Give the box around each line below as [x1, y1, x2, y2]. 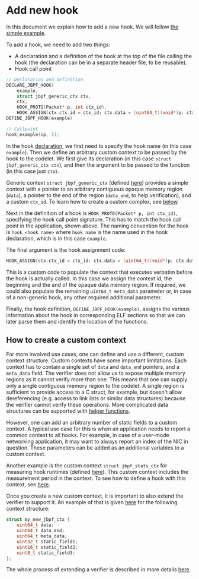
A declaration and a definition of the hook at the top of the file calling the [14, 52, 192, 59]
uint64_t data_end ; [17, 528, 65, 534]
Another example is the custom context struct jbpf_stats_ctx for [6, 462, 168, 469]
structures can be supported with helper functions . [6, 407, 130, 415]
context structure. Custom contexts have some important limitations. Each [6, 357, 187, 364]
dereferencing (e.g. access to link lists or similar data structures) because [6, 395, 186, 402]
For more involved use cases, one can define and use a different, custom [6, 351, 185, 358]
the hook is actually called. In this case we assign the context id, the [6, 274, 172, 282]
